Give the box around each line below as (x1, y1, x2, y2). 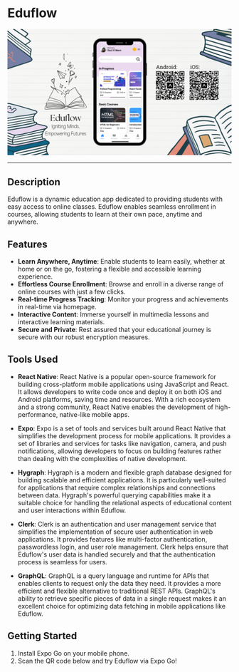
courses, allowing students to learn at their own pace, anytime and (7, 210, 203, 219)
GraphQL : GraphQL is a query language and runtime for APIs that (17, 572, 210, 580)
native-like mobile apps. (59, 410, 130, 418)
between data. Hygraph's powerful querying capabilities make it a (17, 490, 211, 500)
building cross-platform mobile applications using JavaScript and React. (17, 380, 229, 388)
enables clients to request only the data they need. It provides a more (17, 579, 222, 587)
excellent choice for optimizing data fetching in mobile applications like (17, 601, 226, 610)
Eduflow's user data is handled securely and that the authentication (17, 550, 216, 559)
